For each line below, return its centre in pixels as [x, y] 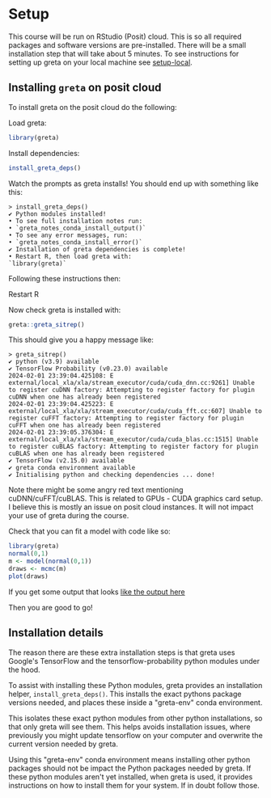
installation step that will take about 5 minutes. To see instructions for [124, 53]
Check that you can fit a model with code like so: [90, 531]
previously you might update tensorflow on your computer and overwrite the [135, 735]
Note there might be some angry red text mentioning [96, 490]
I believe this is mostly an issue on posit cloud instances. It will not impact [131, 507]
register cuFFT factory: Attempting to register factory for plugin [126, 418]
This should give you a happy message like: [81, 340]
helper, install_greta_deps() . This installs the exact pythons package [125, 694]
